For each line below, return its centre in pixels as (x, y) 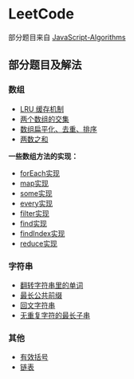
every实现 (36, 203)
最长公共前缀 (41, 295)
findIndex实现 (42, 233)
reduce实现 (39, 243)
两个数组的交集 (44, 119)
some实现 (36, 193)
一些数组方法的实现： (43, 156)
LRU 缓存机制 (42, 108)
